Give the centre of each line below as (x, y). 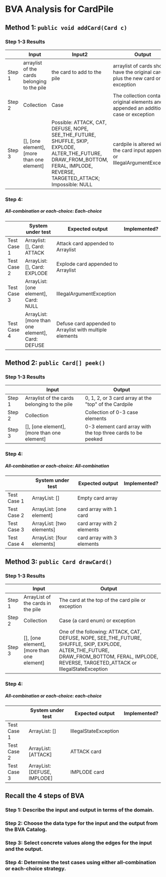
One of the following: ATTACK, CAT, (100, 632)
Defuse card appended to (86, 323)
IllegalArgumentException (86, 293)
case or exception (134, 114)
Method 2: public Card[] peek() (55, 363)
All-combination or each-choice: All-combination (57, 466)
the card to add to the (77, 72)
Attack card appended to (85, 243)
